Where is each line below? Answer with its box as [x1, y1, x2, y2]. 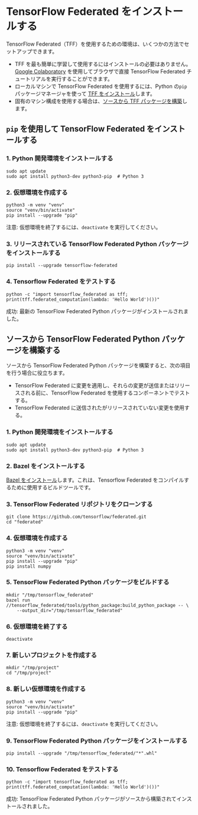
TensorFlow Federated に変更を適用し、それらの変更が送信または [14, 382, 175, 389]
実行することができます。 [51, 75, 113, 82]
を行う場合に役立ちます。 [6, 370, 68, 377]
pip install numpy [6, 564, 51, 569]
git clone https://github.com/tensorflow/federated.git [6, 514, 147, 520]
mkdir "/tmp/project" [6, 665, 60, 671]
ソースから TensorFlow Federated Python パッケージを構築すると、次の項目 [6, 362, 191, 369]
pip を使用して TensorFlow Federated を [6, 124, 155, 134]
